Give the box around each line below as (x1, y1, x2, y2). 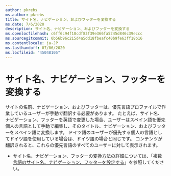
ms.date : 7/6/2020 (5, 21, 44, 27)
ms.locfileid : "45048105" (5, 50, 60, 55)
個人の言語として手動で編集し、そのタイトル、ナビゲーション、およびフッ (5, 123, 162, 129)
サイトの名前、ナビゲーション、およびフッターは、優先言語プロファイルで (5, 104, 162, 110)
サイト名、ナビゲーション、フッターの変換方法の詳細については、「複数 (12, 153, 162, 159)
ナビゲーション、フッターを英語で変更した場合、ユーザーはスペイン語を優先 (5, 116, 166, 123)
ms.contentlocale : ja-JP (5, 41, 58, 46)
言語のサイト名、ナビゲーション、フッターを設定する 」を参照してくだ (12, 159, 160, 165)
